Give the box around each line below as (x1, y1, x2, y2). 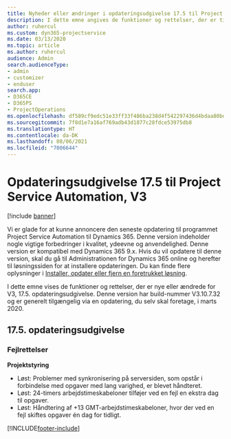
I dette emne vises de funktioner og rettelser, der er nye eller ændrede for (7, 282, 216, 290)
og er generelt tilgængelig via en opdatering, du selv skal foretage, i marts (7, 297, 217, 305)
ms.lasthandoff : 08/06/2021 (7, 139, 88, 145)
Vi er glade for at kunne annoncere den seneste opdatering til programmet (7, 225, 218, 233)
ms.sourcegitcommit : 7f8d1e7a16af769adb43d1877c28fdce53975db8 (7, 119, 192, 126)
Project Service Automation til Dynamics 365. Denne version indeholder (7, 232, 210, 241)
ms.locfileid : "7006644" (7, 145, 78, 152)
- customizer (7, 74, 45, 81)
